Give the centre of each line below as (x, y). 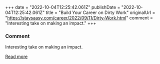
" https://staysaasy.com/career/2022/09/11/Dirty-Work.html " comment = (79, 18)
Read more (16, 56)
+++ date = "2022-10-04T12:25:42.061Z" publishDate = (63, 7)
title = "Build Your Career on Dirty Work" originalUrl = (100, 12)
